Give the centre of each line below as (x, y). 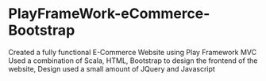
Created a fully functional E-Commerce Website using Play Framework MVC (133, 52)
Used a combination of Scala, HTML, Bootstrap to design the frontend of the (133, 61)
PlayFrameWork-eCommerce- (109, 14)
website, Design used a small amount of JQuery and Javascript (112, 68)
